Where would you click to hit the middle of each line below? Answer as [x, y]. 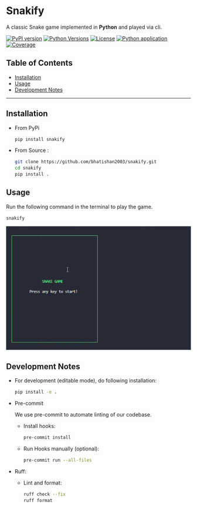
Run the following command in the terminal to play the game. [79, 206]
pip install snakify [40, 139]
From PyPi [27, 128]
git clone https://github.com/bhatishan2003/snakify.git [86, 162]
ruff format [38, 500]
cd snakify [28, 168]
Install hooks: [39, 426]
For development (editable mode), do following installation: [86, 381]
